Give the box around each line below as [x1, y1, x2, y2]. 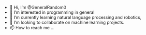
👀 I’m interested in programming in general [9, 9, 95, 15]
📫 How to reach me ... [9, 25, 55, 30]
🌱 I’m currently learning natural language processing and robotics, [9, 15, 142, 20]
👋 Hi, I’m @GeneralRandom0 [9, 5, 67, 10]
